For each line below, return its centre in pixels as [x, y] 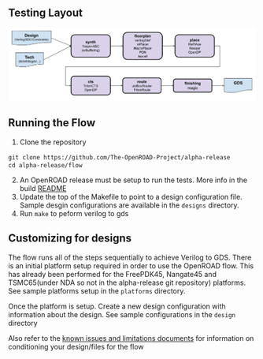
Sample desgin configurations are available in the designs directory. [129, 205]
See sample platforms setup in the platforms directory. [97, 290]
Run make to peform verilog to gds [74, 213]
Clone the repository [53, 142]
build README [43, 188]
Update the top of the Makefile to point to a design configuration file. [131, 196]
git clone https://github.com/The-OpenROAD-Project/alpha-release [119, 157]
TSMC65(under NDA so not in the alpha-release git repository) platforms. [127, 282]
